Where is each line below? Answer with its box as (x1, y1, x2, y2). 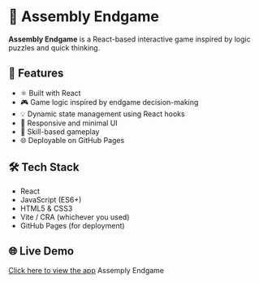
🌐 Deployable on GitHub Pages (19, 135, 125, 145)
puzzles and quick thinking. (8, 42, 101, 52)
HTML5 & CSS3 (19, 203, 73, 213)
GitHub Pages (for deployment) (19, 220, 125, 230)
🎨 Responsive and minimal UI (19, 118, 118, 128)
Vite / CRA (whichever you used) (19, 211, 130, 222)
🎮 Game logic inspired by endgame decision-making (19, 97, 199, 107)
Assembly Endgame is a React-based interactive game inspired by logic (8, 34, 251, 44)
